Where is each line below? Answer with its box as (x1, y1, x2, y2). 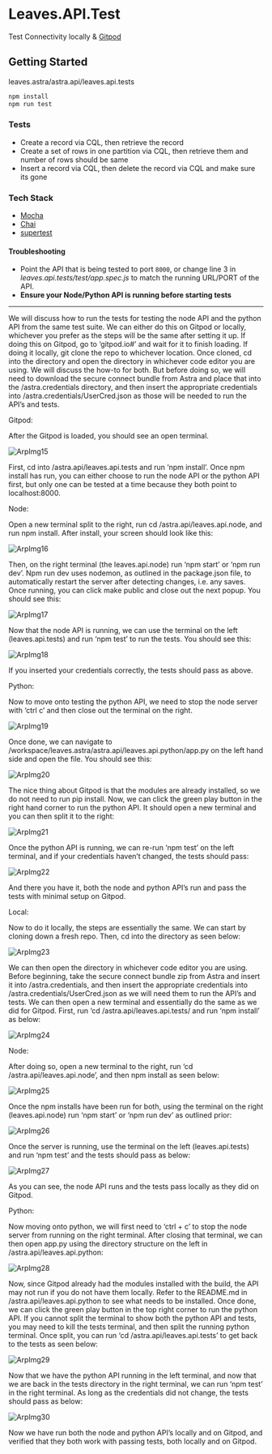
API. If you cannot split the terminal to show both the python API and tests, (8, 1314, 257, 1324)
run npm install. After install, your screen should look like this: (8, 528, 214, 538)
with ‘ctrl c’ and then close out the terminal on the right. (8, 706, 193, 716)
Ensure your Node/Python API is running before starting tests (19, 290, 232, 300)
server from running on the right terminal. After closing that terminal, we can (8, 1230, 263, 1240)
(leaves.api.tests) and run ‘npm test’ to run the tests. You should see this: (8, 634, 252, 644)
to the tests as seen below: (8, 1339, 99, 1349)
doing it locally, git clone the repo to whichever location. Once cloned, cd (8, 348, 253, 357)
